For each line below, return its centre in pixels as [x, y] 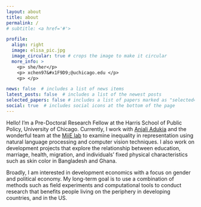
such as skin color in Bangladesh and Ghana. [62, 161]
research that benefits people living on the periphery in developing [88, 191]
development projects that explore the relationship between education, [93, 148]
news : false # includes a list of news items [65, 89]
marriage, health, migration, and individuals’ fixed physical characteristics [97, 154]
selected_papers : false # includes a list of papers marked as [87, 100]
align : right [28, 45]
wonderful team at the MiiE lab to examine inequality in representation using [100, 135]
